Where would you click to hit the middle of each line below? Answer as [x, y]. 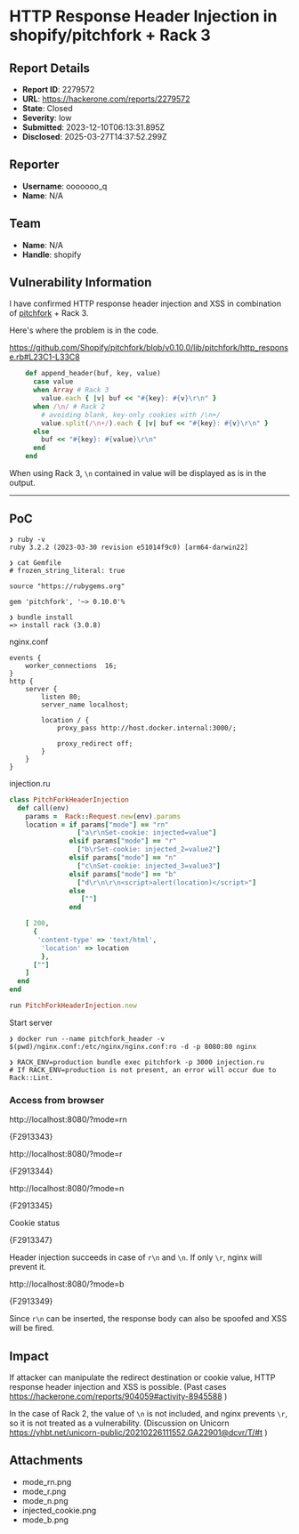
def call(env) [43, 808]
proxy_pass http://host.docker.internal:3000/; [147, 728]
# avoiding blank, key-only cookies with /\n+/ [131, 415]
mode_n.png [45, 1500]
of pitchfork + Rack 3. [49, 313]
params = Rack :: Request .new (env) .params [103, 816]
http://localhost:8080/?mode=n [67, 1189]
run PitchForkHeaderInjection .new [73, 1005]
